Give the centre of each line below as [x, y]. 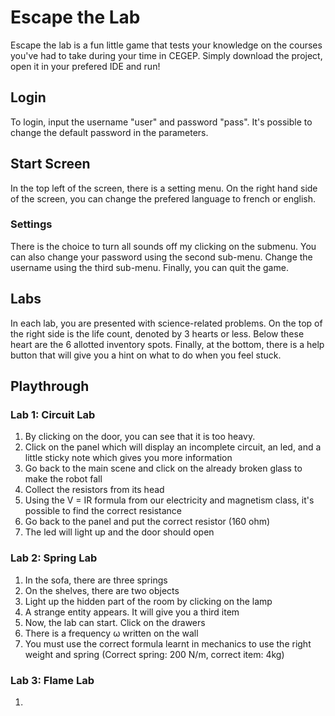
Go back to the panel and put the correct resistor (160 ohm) [147, 522]
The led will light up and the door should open [119, 532]
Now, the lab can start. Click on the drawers [115, 622]
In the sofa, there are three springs [96, 580]
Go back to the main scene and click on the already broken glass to [163, 468]
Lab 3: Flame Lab [52, 680]
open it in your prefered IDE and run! [85, 66]
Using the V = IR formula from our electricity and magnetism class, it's [169, 500]
